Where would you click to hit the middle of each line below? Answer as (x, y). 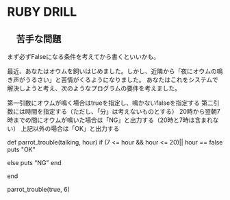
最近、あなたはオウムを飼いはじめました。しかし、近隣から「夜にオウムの (112, 71)
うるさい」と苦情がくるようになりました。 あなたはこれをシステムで (122, 80)
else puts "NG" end (34, 163)
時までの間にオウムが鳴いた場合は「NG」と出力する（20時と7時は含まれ (110, 120)
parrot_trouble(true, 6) (39, 189)
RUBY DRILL (42, 12)
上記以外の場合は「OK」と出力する (70, 128)
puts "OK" (21, 149)
